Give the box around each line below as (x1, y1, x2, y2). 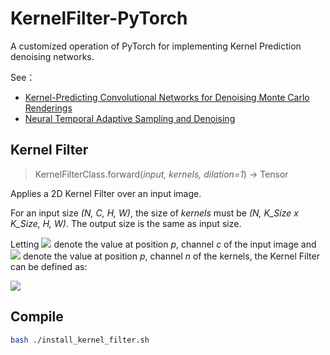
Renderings (24, 102, 73, 114)
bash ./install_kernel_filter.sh (10, 335, 150, 345)
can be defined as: (10, 260, 88, 272)
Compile (10, 308, 64, 326)
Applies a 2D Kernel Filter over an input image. (10, 187, 202, 199)
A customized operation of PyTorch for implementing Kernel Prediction (10, 40, 302, 52)
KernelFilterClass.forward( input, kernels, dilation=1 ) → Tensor (34, 168, 289, 180)
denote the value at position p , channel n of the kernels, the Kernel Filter (22, 250, 320, 262)
